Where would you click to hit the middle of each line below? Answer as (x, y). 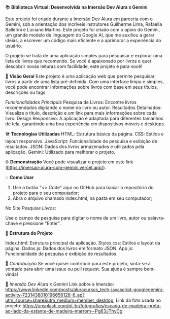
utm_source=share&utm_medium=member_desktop (59, 300)
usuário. (14, 46)
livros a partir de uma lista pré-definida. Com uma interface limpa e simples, (84, 82)
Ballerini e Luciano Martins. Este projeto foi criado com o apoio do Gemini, (83, 30)
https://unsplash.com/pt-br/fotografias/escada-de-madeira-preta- (92, 306)
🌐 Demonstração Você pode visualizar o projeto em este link (69, 162)
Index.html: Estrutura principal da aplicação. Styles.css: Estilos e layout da (83, 243)
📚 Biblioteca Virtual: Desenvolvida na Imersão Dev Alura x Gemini (77, 7)
